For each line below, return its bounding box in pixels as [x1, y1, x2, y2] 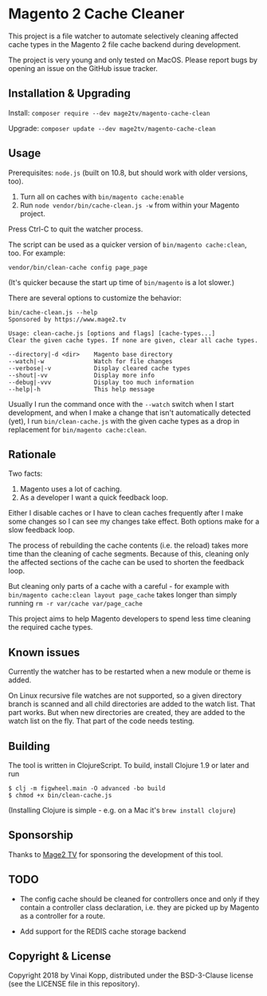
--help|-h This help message [8, 385, 155, 393]
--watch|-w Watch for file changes [8, 357, 173, 366]
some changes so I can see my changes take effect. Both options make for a [8, 516, 260, 527]
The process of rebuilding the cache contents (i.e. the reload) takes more [8, 540, 249, 551]
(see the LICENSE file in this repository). [8, 979, 140, 989]
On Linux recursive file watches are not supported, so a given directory [8, 691, 242, 701]
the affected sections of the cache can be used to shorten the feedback [8, 558, 245, 567]
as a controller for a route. [19, 911, 106, 920]
